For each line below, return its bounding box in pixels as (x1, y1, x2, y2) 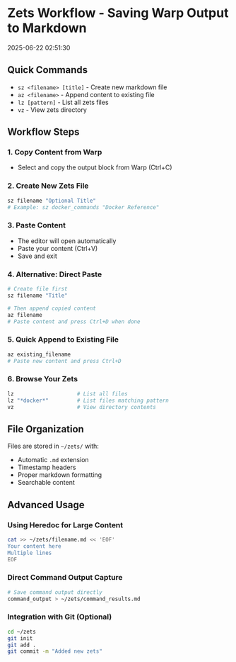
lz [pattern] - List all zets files (17, 98, 109, 106)
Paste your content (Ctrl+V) (17, 244, 98, 252)
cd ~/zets (7, 628, 37, 635)
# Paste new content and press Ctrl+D (7, 357, 122, 364)
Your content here (7, 542, 61, 550)
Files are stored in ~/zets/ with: (7, 442, 99, 451)
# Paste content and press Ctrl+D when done (7, 318, 141, 325)
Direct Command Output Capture (7, 573, 123, 583)
